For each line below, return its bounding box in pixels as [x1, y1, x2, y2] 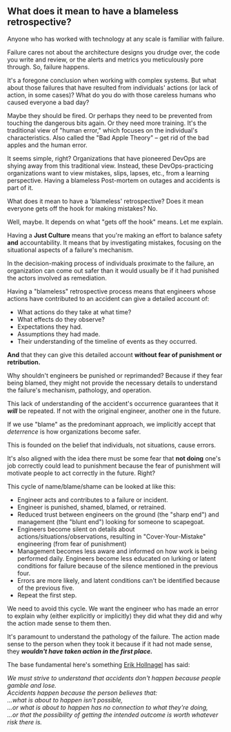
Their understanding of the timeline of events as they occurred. [17, 337, 198, 345]
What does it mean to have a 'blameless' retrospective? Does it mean [7, 197, 204, 205]
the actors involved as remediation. [7, 273, 107, 282]
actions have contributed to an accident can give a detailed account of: [7, 294, 210, 302]
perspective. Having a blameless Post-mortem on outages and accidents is [7, 176, 221, 184]
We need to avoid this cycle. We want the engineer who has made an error [7, 604, 219, 613]
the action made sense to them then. [7, 619, 112, 627]
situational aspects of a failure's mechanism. [7, 245, 134, 254]
